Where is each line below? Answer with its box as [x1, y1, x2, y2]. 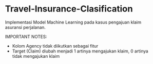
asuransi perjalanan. [5, 24, 46, 30]
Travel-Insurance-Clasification [5, 3, 133, 14]
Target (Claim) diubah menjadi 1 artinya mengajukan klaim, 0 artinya [12, 48, 149, 54]
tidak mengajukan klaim [12, 53, 60, 59]
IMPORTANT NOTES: [5, 34, 47, 39]
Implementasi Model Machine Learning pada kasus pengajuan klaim [5, 19, 142, 25]
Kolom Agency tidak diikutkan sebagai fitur [12, 43, 98, 49]
